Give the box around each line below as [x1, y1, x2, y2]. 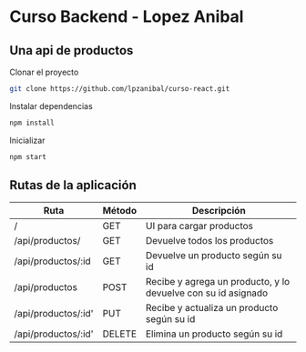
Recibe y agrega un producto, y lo [145, 276, 291, 288]
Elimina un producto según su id [145, 327, 283, 340]
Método [102, 205, 138, 217]
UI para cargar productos [145, 220, 253, 233]
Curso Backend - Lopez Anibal [9, 6, 244, 27]
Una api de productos [9, 43, 134, 58]
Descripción [191, 205, 246, 217]
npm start [9, 152, 47, 161]
